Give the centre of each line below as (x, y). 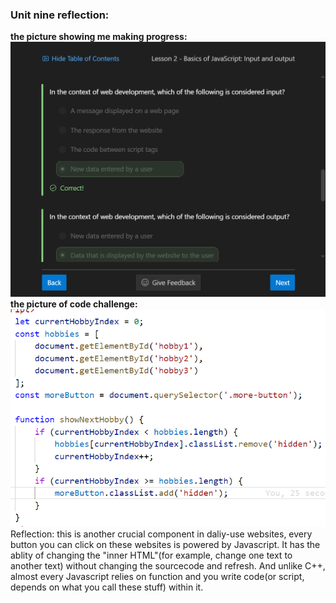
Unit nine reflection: (60, 15)
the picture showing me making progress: (99, 37)
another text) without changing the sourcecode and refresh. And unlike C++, (168, 566)
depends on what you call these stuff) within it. (107, 587)
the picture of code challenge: (74, 304)
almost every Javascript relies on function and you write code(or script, (157, 577)
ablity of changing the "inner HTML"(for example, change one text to (151, 555)
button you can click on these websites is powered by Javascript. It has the (165, 545)
